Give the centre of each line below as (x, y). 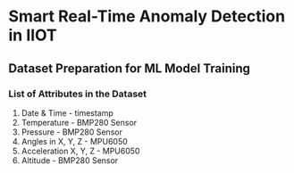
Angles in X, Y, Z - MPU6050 (75, 141)
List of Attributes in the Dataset (78, 94)
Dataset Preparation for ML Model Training (130, 68)
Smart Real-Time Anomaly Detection (147, 16)
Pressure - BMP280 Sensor (71, 132)
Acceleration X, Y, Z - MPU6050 (80, 151)
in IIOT (33, 35)
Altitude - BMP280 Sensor (70, 160)
